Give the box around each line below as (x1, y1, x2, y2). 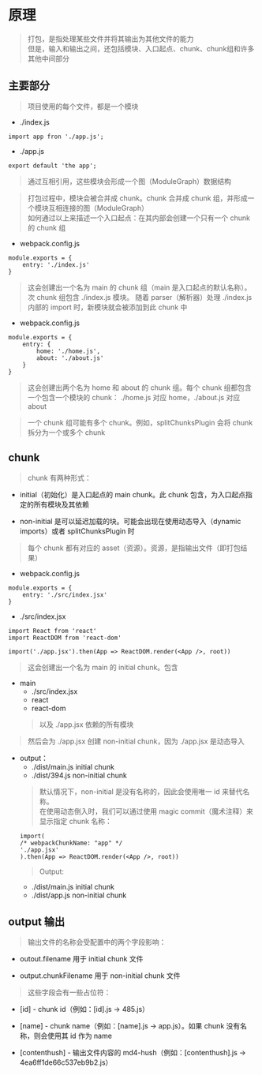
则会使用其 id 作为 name (33, 1031, 113, 1041)
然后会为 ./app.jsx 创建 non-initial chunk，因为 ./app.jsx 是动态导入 (27, 736, 245, 746)
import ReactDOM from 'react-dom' (8, 634, 122, 642)
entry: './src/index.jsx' (22, 590, 108, 599)
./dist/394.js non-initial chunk (31, 770, 128, 780)
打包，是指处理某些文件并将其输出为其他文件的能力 (27, 34, 194, 43)
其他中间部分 (27, 54, 69, 63)
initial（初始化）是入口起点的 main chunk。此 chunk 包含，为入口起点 (19, 489, 246, 499)
